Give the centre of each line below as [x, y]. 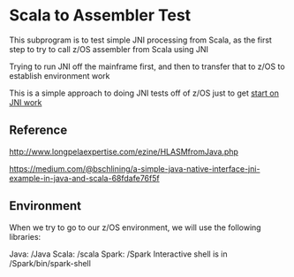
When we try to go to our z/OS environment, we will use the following [136, 227]
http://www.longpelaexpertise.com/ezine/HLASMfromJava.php [124, 151]
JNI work [26, 102]
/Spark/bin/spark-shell [50, 263]
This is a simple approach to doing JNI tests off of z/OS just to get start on [144, 93]
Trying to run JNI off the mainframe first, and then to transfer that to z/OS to [147, 66]
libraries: [25, 236]
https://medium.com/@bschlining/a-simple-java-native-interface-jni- [135, 168]
